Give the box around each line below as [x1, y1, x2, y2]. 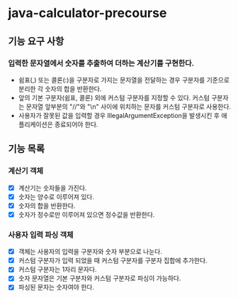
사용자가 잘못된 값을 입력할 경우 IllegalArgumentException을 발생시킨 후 [18, 111, 220, 119]
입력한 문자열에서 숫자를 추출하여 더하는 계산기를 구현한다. [8, 58, 195, 68]
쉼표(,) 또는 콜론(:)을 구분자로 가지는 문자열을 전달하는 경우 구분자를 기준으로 [18, 75, 229, 84]
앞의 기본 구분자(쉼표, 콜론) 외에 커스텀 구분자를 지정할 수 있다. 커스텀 [18, 93, 210, 102]
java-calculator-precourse [8, 5, 167, 21]
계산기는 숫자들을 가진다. [18, 183, 87, 192]
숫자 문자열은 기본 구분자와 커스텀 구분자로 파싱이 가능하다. [18, 274, 181, 282]
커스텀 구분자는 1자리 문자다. [18, 265, 97, 274]
